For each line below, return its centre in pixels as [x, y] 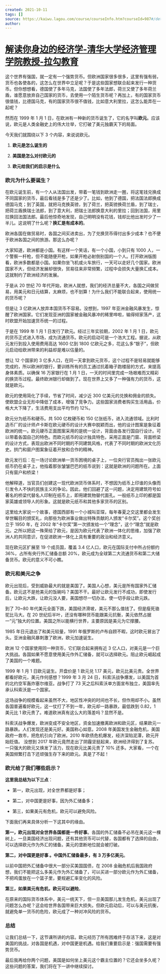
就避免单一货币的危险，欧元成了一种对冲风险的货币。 [59, 912]
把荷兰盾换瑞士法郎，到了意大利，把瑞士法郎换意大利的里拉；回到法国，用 [81, 210]
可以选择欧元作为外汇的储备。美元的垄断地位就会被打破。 [63, 845]
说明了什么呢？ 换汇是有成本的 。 [55, 223]
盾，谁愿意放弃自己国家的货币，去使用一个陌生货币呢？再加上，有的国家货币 [83, 95]
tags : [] [14, 14]
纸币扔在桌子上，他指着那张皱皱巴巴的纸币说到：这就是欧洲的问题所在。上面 [83, 466]
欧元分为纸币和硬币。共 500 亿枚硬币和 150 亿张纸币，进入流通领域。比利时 [82, 418]
